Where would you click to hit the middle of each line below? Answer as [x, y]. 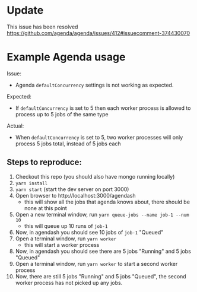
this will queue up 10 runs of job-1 [66, 226]
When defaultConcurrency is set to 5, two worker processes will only [99, 137]
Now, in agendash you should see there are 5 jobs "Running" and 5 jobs [103, 251]
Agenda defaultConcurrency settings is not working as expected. [94, 85]
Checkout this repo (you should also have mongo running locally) [95, 176]
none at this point [45, 208]
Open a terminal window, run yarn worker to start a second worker [96, 264]
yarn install [31, 183]
